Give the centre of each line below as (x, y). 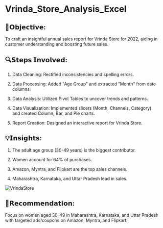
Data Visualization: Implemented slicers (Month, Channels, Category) (82, 108)
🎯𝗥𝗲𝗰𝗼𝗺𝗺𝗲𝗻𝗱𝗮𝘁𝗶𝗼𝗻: (40, 204)
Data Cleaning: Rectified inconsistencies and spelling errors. (73, 74)
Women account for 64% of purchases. (52, 159)
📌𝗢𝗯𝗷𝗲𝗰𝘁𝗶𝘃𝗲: (25, 27)
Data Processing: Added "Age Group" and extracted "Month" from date (84, 84)
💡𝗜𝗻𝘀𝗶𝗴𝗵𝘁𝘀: (23, 138)
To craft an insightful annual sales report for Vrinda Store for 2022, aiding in (81, 39)
